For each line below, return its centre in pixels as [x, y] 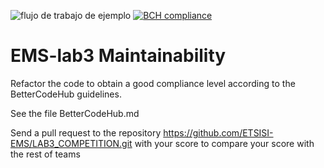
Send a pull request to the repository [86, 132]
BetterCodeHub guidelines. [66, 94]
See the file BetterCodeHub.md [75, 113]
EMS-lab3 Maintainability [118, 56]
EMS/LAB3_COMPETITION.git [71, 143]
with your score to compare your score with [224, 143]
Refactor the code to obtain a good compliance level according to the [153, 83]
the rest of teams [45, 154]
